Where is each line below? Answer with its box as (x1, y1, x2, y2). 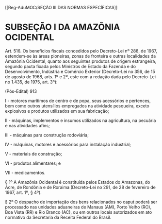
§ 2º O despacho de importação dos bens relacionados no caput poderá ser (5, 199, 158, 205)
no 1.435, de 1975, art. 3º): (5, 79, 58, 85)
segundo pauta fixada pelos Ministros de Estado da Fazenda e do (5, 63, 136, 69)
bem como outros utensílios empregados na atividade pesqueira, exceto (5, 103, 149, 109)
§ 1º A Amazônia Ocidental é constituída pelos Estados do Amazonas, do (5, 179, 150, 185)
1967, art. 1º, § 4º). (5, 190, 42, 195)
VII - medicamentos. (5, 170, 46, 175)
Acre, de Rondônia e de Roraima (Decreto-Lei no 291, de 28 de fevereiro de (5, 184, 156, 190)
